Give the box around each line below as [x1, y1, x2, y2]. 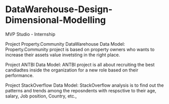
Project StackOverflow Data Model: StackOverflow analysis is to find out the [5, 82, 164, 88]
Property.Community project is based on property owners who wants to [5, 46, 155, 52]
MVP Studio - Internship [5, 31, 56, 37]
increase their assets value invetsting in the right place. [5, 52, 120, 58]
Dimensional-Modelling [5, 14, 106, 26]
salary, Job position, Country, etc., [5, 93, 77, 99]
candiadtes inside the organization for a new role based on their [5, 67, 139, 73]
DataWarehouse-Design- [5, 4, 113, 15]
